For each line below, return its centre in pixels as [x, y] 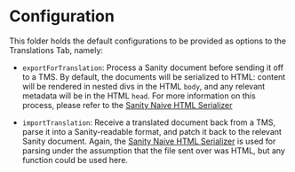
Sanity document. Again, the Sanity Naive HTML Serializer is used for [149, 141]
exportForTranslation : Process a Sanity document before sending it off [153, 67]
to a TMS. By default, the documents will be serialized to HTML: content [154, 76]
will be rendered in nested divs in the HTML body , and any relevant [144, 86]
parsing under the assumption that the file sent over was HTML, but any [154, 150]
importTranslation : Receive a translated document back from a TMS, [149, 122]
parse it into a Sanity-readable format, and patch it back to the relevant [152, 131]
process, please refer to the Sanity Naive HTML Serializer [127, 105]
